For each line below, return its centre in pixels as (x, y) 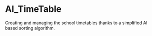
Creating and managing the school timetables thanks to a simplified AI (76, 23)
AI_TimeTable (33, 9)
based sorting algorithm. (30, 28)
